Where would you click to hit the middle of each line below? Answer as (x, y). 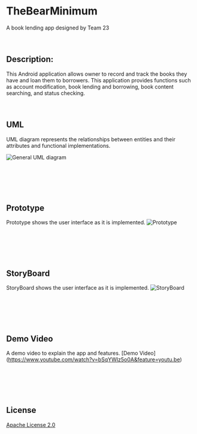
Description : (30, 59)
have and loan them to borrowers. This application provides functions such (99, 80)
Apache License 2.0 (31, 424)
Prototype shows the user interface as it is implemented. (76, 222)
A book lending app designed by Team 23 (58, 28)
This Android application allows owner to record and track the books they (97, 74)
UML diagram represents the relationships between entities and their (91, 139)
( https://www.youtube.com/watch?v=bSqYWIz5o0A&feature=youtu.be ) (94, 359)
